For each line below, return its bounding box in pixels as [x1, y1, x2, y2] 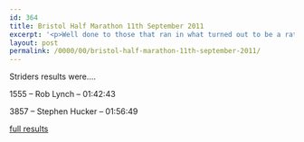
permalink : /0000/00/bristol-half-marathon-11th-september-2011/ [9, 47, 261, 56]
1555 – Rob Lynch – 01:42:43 [9, 89, 116, 100]
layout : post [9, 38, 59, 48]
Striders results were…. [9, 71, 97, 82]
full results [9, 123, 49, 135]
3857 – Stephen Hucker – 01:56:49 [9, 106, 138, 117]
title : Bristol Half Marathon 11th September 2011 [9, 22, 204, 31]
